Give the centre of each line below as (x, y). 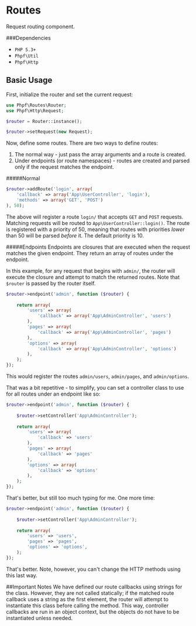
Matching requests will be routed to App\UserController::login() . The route (98, 223)
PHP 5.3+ (25, 50)
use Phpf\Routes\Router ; (36, 105)
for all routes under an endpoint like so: (53, 394)
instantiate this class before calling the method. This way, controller (87, 605)
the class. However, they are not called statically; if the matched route (90, 593)
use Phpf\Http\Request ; (35, 111)
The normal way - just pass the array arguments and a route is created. (100, 155)
